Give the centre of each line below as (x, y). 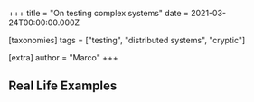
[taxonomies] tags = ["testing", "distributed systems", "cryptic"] (127, 40)
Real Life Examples (63, 86)
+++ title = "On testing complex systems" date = (99, 13)
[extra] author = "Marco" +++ (63, 57)
